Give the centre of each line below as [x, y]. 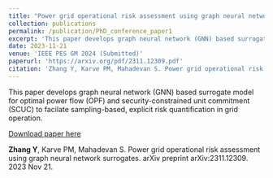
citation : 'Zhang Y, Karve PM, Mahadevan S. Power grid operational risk [136, 69]
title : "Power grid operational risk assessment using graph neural [127, 16]
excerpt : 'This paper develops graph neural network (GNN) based [121, 39]
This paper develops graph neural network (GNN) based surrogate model [131, 92]
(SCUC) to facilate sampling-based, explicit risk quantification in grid [123, 109]
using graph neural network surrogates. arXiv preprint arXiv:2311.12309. [128, 158]
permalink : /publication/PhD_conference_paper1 [91, 31]
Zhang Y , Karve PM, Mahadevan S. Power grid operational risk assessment [134, 149]
